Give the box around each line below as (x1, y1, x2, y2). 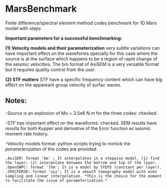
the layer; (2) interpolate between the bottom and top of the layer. (5, 160, 157, 165)
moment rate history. (5, 131, 49, 137)
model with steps (5, 25, 41, 31)
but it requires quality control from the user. (5, 67, 96, 73)
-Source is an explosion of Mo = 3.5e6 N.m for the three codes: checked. (5, 110, 158, 116)
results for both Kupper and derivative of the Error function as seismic (5, 125, 151, 131)
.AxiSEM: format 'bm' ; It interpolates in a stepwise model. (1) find (5, 155, 159, 161)
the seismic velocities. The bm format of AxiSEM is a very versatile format (5, 61, 159, 67)
